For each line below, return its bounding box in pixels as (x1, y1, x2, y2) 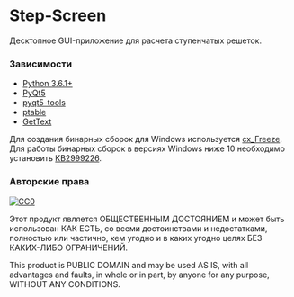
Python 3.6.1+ (22, 78, 74, 89)
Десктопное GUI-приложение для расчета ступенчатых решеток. (9, 35, 263, 46)
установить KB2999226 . (9, 153, 102, 164)
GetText (22, 116, 52, 127)
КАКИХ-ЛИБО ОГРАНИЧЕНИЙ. (9, 242, 129, 253)
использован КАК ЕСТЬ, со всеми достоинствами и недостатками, (9, 222, 268, 234)
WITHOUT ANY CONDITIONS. (9, 278, 121, 289)
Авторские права (9, 175, 90, 188)
